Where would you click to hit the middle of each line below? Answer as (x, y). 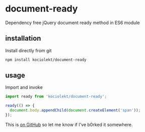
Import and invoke (24, 87)
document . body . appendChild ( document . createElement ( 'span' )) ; (75, 110)
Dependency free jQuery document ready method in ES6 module (72, 23)
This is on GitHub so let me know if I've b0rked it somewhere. (69, 124)
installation (23, 38)
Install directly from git (28, 50)
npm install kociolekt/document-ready (46, 60)
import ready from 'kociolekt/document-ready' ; (56, 97)
